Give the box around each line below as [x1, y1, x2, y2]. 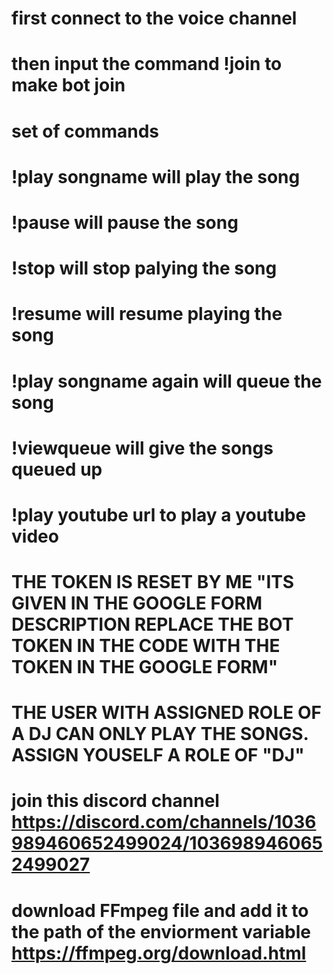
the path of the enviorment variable [11, 920, 312, 943]
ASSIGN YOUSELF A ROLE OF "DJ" [11, 744, 305, 767]
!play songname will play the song [11, 165, 301, 188]
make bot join [11, 74, 126, 97]
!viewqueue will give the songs [11, 437, 274, 459]
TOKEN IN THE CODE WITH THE [11, 635, 281, 657]
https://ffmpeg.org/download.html [11, 942, 307, 964]
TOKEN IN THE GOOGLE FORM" [11, 656, 279, 679]
